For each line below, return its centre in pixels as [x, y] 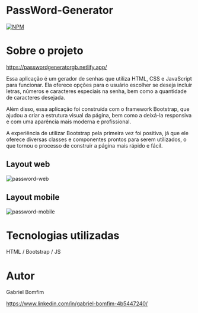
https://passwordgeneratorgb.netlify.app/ [57, 67]
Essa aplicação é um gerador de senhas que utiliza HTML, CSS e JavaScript [99, 78]
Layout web [28, 165]
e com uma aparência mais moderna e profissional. [69, 122]
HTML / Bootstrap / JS [33, 252]
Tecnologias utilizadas [63, 235]
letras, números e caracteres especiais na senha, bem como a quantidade [96, 91]
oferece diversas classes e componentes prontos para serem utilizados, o [96, 139]
